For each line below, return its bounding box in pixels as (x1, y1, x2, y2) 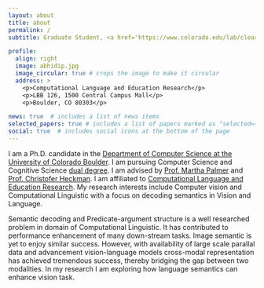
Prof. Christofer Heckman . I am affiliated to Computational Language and (8, 173, 244, 183)
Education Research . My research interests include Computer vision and (8, 182, 242, 191)
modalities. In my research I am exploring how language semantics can (8, 264, 238, 273)
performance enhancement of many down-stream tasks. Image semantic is (8, 231, 252, 240)
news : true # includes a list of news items (8, 113, 159, 121)
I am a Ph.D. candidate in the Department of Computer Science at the (8, 148, 233, 158)
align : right (15, 55, 58, 63)
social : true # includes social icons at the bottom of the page (8, 127, 230, 136)
